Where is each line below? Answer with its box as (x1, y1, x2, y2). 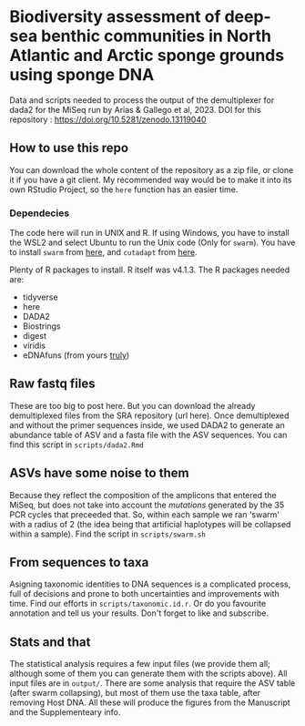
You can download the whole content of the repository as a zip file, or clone (9, 164, 294, 175)
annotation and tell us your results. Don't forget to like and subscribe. (9, 608, 269, 619)
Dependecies (9, 207, 70, 220)
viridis (22, 340, 46, 352)
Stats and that (9, 634, 91, 649)
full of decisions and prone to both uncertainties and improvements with (9, 588, 280, 599)
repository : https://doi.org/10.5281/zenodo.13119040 (9, 114, 207, 125)
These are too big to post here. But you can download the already (9, 400, 256, 411)
